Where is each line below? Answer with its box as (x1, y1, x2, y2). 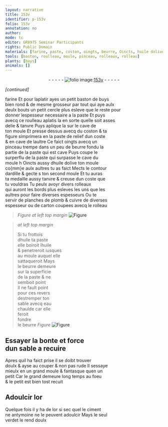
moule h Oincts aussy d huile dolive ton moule (5, 160, 99, 166)
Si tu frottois (17, 231, 43, 237)
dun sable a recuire (5, 344, 66, 352)
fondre (17, 316, 31, 322)
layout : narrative (5, 7, 43, 12)
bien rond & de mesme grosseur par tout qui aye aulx (5, 101, 114, 107)
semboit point (17, 279, 46, 285)
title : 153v (5, 12, 30, 17)
